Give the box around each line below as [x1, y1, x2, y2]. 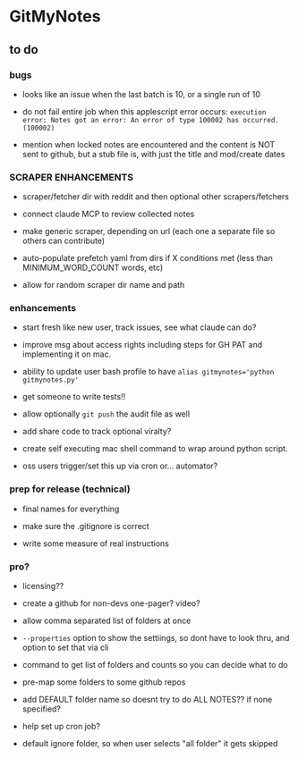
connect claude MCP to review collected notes [21, 208, 195, 220]
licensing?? [21, 581, 64, 592]
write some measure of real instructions [21, 538, 170, 549]
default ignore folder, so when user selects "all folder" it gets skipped [21, 738, 278, 749]
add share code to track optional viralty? [21, 426, 172, 437]
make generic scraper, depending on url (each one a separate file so [21, 226, 276, 237]
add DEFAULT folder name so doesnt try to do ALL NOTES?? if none [21, 695, 273, 705]
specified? [21, 703, 61, 714]
